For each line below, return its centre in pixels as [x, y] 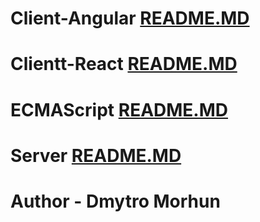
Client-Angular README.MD [130, 18]
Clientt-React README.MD [124, 64]
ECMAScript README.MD [119, 109]
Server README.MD [96, 155]
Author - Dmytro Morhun [115, 201]
